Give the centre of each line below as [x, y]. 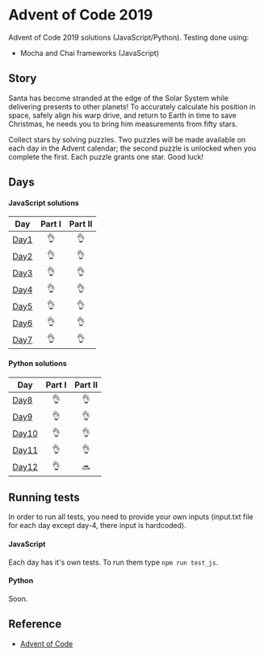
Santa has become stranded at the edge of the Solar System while [118, 98]
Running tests [44, 497]
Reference [35, 624]
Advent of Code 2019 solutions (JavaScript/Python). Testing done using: [129, 37]
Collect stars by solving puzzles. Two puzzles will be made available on [127, 139]
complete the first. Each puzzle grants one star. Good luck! [106, 156]
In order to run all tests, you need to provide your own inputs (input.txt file [131, 517]
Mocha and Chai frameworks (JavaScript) [90, 53]
